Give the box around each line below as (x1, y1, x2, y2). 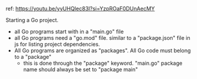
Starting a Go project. (5, 17, 59, 23)
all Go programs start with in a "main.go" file (14, 28, 124, 35)
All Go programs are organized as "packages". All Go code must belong (14, 47, 191, 54)
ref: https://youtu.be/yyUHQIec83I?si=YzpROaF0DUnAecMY (5, 5, 155, 12)
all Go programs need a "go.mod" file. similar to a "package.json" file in (14, 34, 191, 41)
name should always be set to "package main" (23, 66, 138, 73)
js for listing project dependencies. (14, 41, 100, 48)
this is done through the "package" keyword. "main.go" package (23, 59, 183, 67)
